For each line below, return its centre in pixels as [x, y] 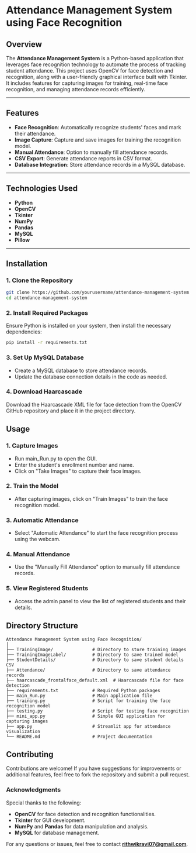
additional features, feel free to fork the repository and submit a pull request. [98, 775]
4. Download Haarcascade [44, 391]
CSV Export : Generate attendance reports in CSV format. [83, 158]
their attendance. [35, 133]
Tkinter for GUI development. [50, 820]
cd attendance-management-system [47, 298]
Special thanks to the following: [44, 803]
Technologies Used [42, 189]
